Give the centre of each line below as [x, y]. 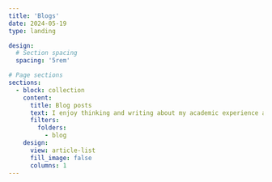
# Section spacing [47, 53]
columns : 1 [48, 165]
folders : [52, 128]
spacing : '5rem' [43, 61]
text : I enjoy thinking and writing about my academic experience [144, 113]
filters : [45, 121]
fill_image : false [61, 158]
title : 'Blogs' [34, 16]
